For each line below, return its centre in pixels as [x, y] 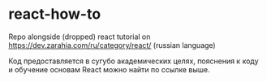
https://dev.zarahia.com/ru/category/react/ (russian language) [112, 45]
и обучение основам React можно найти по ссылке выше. [109, 69]
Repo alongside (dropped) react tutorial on [80, 37]
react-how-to [55, 14]
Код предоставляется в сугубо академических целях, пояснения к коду [133, 61]
